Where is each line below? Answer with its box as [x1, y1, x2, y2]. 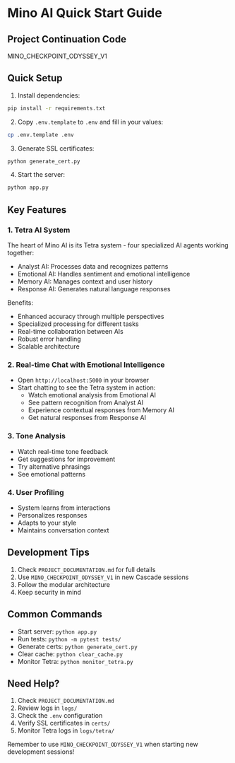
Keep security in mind [17, 588, 81, 596]
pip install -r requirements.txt [7, 105, 106, 112]
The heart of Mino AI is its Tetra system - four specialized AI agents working [7, 241, 229, 249]
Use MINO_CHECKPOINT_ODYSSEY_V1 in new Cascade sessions [17, 573, 189, 581]
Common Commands [7, 608, 102, 620]
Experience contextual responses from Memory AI [28, 406, 175, 414]
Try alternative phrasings [17, 462, 90, 471]
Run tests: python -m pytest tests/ [17, 634, 121, 643]
